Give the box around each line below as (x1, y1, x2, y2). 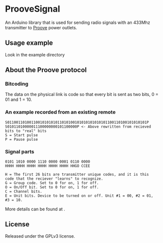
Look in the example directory (5, 52, 65, 57)
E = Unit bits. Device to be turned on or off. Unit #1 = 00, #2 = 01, (5, 193, 153, 198)
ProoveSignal (5, 3, 60, 15)
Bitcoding (5, 80, 29, 87)
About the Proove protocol (5, 66, 87, 74)
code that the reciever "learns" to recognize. (5, 176, 104, 181)
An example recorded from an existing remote (5, 109, 116, 115)
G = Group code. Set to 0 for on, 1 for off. (5, 181, 99, 186)
